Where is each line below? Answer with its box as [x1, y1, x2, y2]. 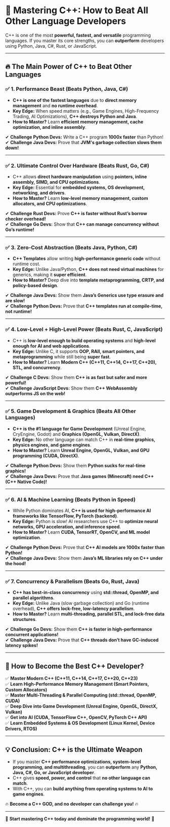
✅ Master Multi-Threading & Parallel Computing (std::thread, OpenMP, [5, 692, 157, 698]
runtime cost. [12, 261, 40, 267]
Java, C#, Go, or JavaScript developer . [12, 770, 96, 776]
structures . [12, 616, 37, 623]
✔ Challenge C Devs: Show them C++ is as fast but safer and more [5, 374, 148, 380]
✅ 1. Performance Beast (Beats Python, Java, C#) [5, 86, 128, 93]
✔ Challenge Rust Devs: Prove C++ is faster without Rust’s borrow [5, 210, 148, 216]
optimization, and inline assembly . [12, 124, 87, 130]
